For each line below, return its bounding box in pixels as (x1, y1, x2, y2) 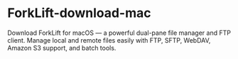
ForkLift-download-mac (7, 5, 151, 21)
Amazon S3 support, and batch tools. (7, 43, 117, 52)
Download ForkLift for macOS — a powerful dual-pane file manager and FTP (7, 28, 231, 37)
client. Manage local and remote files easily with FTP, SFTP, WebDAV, (7, 36, 211, 44)
